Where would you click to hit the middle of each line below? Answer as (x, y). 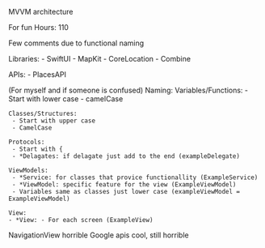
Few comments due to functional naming (76, 43)
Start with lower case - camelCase (66, 99)
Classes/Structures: (43, 113)
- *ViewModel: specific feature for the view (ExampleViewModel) (124, 185)
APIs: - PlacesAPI (38, 75)
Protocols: (27, 142)
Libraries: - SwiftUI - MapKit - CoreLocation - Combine (100, 59)
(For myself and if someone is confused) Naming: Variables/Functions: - (128, 90)
